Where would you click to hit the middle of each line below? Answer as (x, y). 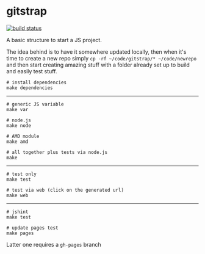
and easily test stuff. (32, 71)
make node (19, 125)
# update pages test (33, 228)
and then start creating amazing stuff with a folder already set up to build (98, 65)
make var (17, 109)
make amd (17, 142)
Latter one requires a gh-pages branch (54, 244)
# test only (21, 174)
